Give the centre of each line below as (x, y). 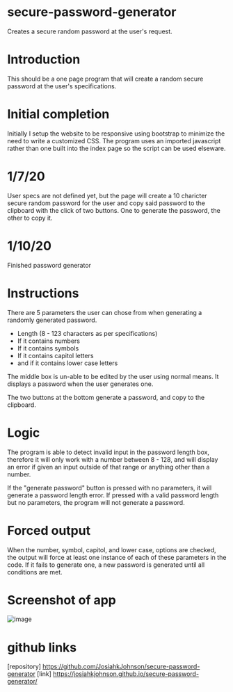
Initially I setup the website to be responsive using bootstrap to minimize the (116, 134)
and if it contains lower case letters (67, 363)
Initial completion (58, 114)
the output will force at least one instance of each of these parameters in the (117, 557)
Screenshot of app (62, 600)
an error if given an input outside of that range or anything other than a (109, 467)
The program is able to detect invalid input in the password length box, (109, 452)
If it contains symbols (48, 348)
